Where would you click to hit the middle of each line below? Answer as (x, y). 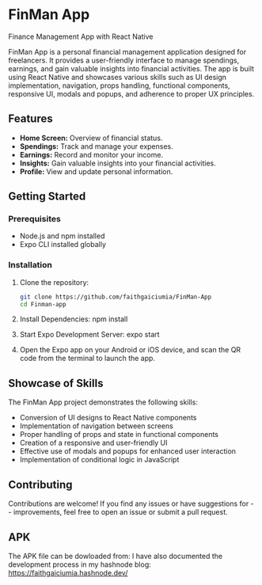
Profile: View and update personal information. (96, 171)
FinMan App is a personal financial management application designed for (127, 51)
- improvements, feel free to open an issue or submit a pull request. (118, 512)
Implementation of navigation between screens (97, 426)
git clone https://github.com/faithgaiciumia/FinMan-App (116, 297)
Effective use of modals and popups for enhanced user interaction (127, 451)
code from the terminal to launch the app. (87, 359)
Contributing (40, 484)
